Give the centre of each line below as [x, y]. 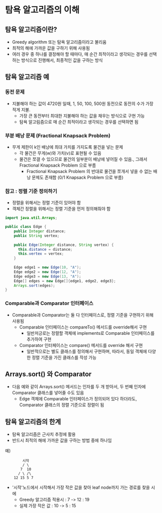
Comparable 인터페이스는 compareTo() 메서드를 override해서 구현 [83, 327]
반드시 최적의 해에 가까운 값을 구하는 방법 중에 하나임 [62, 441]
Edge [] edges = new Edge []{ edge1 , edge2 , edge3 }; [65, 281]
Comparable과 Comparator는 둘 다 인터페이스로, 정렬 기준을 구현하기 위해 [83, 315]
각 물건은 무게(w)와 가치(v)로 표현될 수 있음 [60, 153]
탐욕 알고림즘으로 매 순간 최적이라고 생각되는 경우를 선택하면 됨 [79, 121]
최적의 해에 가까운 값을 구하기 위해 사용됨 [51, 48]
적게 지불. [21, 109]
